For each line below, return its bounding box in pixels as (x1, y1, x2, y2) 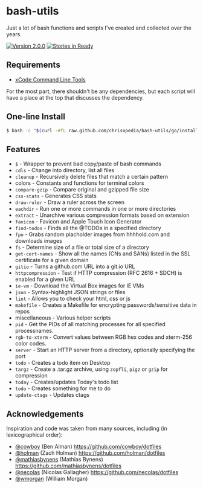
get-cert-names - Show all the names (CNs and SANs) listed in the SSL (14, 250, 191, 257)
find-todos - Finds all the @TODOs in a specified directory (14, 225, 161, 232)
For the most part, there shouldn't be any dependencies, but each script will (6, 88, 195, 95)
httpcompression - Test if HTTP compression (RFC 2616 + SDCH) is (14, 269, 182, 277)
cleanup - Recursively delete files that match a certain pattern (14, 173, 168, 181)
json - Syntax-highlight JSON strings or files (14, 289, 126, 296)
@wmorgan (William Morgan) (14, 475, 88, 483)
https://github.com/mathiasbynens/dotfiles (14, 462, 122, 469)
